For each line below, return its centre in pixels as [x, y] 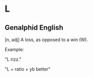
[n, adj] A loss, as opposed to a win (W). [46, 40]
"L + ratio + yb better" [28, 69]
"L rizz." [13, 59]
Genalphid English [34, 28]
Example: [14, 49]
